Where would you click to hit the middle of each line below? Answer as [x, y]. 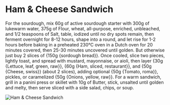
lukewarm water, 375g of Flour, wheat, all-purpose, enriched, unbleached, [83, 28]
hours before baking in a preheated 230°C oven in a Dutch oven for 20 [79, 44]
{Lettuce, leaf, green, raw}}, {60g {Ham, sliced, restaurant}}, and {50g [79, 66]
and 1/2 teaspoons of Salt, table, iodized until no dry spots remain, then [80, 34]
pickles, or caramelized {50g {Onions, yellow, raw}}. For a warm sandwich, [83, 77]
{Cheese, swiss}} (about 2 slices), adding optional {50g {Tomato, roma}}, [82, 71]
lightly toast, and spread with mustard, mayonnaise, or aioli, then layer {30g [84, 61]
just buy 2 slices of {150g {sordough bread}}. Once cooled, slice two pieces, [85, 55]
